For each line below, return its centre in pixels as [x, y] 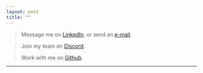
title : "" [19, 17]
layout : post [23, 12]
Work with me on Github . [52, 57]
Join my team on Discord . [53, 46]
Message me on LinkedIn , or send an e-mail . [76, 34]
